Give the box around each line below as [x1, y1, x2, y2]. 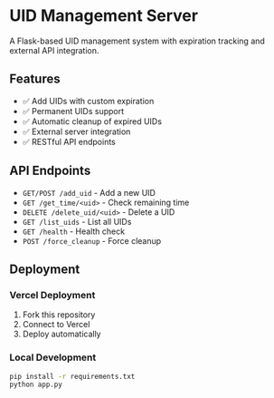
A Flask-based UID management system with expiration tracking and [9, 35, 265, 46]
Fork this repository [22, 309, 96, 320]
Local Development [9, 351, 97, 364]
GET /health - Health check [22, 226, 125, 237]
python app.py [9, 380, 63, 390]
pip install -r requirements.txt [9, 372, 136, 381]
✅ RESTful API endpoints [22, 136, 116, 147]
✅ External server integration [22, 126, 131, 137]
